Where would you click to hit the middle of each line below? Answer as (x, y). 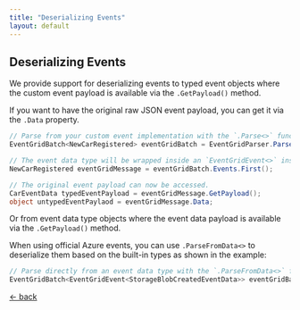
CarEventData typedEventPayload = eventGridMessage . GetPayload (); (135, 193)
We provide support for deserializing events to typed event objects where (145, 84)
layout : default (39, 26)
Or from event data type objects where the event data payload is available (145, 219)
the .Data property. (45, 120)
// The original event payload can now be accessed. (109, 185)
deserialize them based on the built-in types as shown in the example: (138, 255)
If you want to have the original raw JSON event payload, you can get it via (146, 110)
